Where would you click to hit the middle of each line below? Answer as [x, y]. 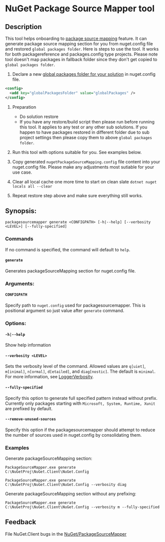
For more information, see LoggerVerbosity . [49, 377]
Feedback [21, 522]
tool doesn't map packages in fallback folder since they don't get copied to [81, 59]
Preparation [24, 107]
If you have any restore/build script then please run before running [87, 121]
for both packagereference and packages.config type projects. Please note [82, 54]
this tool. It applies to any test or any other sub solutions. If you [83, 127]
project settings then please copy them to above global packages [86, 137]
